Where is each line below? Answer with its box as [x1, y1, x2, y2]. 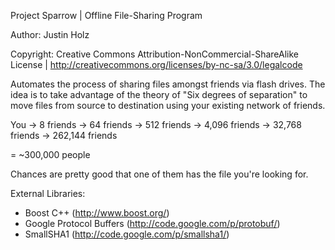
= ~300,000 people [10, 149, 91, 160]
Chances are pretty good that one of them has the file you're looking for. [10, 168, 309, 180]
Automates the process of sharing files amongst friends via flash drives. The [10, 78, 326, 90]
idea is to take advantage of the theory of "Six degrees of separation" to [10, 89, 308, 100]
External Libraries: [10, 188, 86, 199]
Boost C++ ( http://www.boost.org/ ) [24, 207, 170, 219]
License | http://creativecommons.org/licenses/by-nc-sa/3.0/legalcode [10, 59, 303, 70]
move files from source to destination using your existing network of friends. [10, 100, 326, 111]
